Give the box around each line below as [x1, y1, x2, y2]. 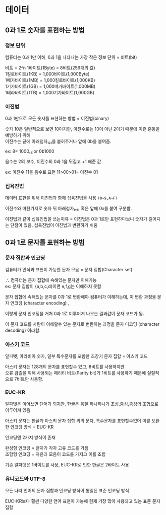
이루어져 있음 [5, 407, 31, 413]
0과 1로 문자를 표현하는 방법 [5, 238, 85, 246]
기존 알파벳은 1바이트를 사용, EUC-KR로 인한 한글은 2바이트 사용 [5, 461, 129, 467]
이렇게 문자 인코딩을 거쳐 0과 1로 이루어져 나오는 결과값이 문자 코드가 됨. [5, 311, 145, 317]
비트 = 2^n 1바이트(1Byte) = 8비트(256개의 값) [5, 65, 96, 71]
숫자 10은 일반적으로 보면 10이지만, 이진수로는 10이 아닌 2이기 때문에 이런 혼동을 [5, 126, 160, 132]
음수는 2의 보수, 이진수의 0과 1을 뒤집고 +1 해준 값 [5, 158, 102, 164]
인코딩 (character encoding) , [10, 300, 69, 306]
